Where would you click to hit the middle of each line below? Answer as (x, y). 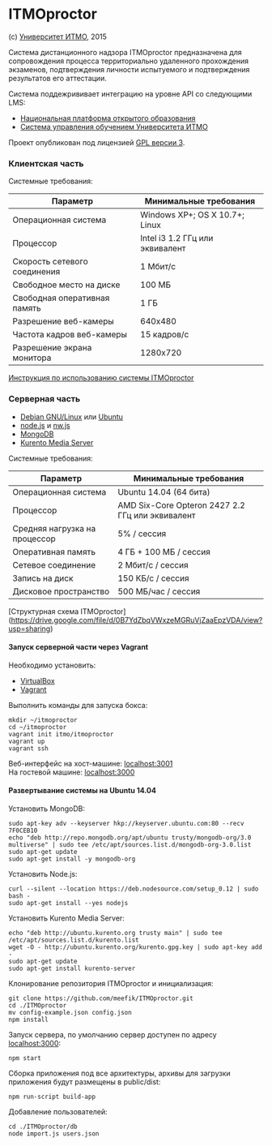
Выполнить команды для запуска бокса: (78, 705)
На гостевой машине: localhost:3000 (72, 772)
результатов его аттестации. (57, 78)
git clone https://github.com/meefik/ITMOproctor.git (101, 998)
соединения (36, 272)
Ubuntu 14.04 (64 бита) (164, 491)
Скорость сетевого (50, 262)
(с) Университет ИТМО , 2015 (58, 36)
